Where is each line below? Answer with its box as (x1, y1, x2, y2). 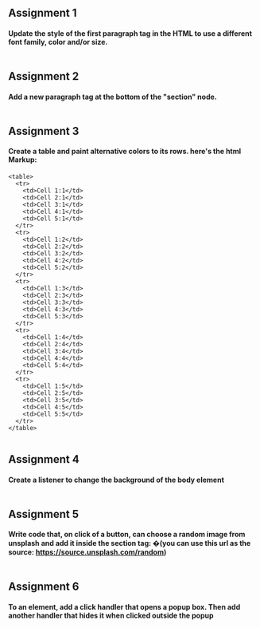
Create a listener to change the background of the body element (8, 475, 225, 484)
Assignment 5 (8, 507, 80, 521)
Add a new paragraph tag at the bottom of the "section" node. (8, 92, 217, 101)
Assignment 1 (8, 6, 77, 20)
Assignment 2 (8, 69, 80, 83)
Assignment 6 (8, 580, 80, 594)
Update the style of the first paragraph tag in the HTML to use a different (8, 28, 253, 38)
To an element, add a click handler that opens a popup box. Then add (8, 602, 241, 611)
